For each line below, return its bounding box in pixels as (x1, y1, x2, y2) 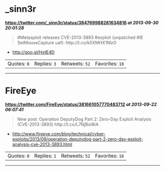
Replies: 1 (34, 152, 56, 159)
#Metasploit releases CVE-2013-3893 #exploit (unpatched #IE (17, 34, 143, 40)
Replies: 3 (34, 60, 56, 67)
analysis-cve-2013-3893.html (12, 141, 73, 147)
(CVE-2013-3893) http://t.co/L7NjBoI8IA (17, 121, 99, 127)
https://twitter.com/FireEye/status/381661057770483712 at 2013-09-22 (5, 101, 157, 107)
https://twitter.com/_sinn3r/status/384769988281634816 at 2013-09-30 (5, 20, 159, 26)
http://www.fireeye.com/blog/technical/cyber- (12, 131, 106, 137)
